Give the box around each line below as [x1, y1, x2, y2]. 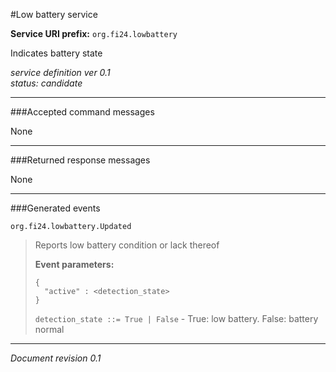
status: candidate [10, 77, 83, 89]
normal [34, 324, 65, 335]
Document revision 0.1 [10, 352, 102, 364]
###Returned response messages [10, 154, 151, 166]
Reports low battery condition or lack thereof [34, 239, 220, 251]
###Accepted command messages [10, 106, 155, 118]
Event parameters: [34, 259, 115, 270]
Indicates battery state [10, 47, 103, 59]
